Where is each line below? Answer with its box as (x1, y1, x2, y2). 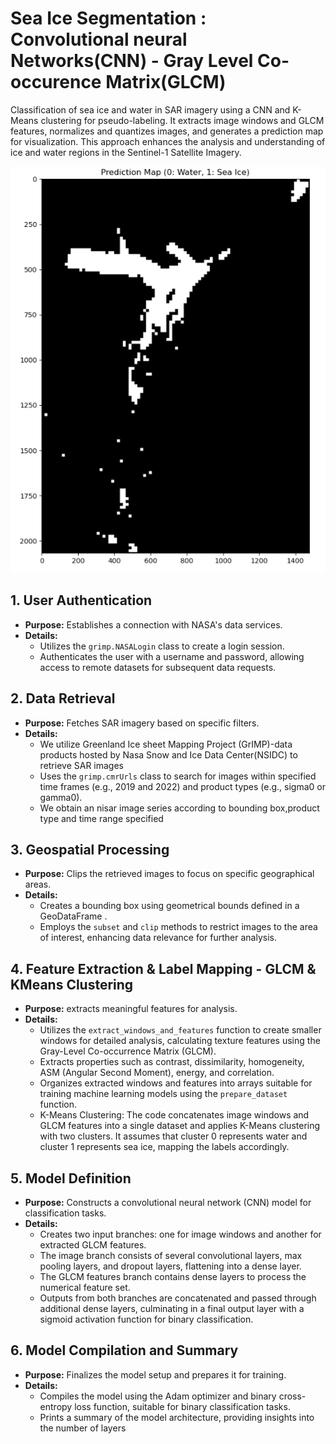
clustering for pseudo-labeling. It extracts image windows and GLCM (40, 114, 325, 126)
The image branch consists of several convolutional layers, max (39, 1250, 303, 1262)
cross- (278, 1390, 307, 1402)
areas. (24, 878, 52, 891)
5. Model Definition (10, 1170, 132, 1187)
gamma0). (39, 791, 83, 803)
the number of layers (39, 1422, 127, 1434)
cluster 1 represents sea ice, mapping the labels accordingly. (39, 1141, 290, 1153)
